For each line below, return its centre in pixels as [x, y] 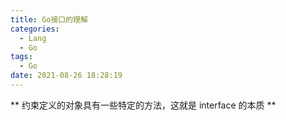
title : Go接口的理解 [49, 19]
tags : [21, 57]
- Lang [33, 38]
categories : [35, 29]
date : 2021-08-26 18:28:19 [66, 76]
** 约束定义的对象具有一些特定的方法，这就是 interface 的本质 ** [143, 105]
